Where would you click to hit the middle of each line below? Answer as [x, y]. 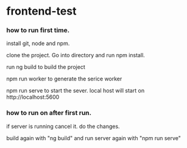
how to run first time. [38, 30]
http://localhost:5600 [33, 97]
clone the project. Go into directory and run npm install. [76, 55]
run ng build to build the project [46, 67]
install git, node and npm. [38, 43]
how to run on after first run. [49, 113]
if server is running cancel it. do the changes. [63, 126]
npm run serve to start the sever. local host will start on [76, 91]
